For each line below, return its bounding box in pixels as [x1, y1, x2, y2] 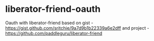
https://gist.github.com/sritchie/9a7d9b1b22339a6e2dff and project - [5, 25, 149, 31]
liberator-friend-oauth [5, 3, 101, 15]
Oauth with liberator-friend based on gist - [5, 20, 93, 26]
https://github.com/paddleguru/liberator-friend [5, 30, 102, 36]
